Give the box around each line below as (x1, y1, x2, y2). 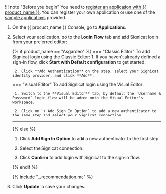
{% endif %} (12, 164, 38, 170)
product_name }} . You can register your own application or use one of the (5, 9, 155, 15)
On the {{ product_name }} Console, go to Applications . (12, 24, 127, 30)
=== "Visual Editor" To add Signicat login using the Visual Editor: (12, 81, 144, 87)
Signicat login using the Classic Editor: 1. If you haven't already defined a (12, 54, 161, 60)
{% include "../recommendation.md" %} (12, 174, 93, 180)
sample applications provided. (5, 15, 67, 20)
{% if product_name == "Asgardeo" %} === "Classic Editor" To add (12, 49, 150, 54)
